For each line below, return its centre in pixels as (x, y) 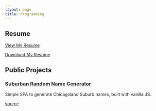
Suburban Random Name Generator (48, 84)
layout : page (18, 9)
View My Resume (22, 45)
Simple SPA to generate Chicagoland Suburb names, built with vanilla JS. (78, 94)
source (12, 104)
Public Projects (28, 70)
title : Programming (25, 14)
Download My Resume (27, 55)
